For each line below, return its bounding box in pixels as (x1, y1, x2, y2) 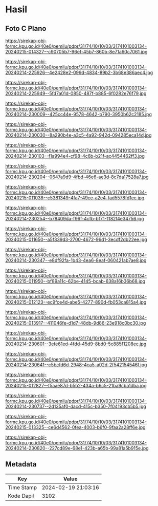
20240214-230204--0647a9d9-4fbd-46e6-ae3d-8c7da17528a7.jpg (5, 174, 149, 180)
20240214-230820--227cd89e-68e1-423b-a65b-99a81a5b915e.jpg (5, 445, 149, 451)
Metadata (5, 460, 37, 468)
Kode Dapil (8, 492, 34, 499)
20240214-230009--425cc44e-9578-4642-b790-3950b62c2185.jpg (5, 111, 152, 117)
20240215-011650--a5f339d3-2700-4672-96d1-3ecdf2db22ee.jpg (5, 236, 147, 242)
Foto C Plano (5, 24, 47, 33)
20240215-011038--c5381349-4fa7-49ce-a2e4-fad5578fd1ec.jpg (5, 195, 145, 201)
